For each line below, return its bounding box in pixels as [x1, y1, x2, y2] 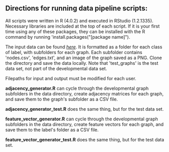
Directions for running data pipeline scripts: [5, 4, 147, 13]
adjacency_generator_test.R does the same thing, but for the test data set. [5, 106, 164, 112]
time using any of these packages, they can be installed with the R [5, 28, 145, 35]
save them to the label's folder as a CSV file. [5, 126, 99, 133]
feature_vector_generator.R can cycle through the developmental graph [5, 116, 158, 122]
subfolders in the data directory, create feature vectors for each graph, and [5, 121, 164, 127]
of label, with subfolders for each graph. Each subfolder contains [5, 49, 142, 55]
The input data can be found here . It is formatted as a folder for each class [5, 43, 162, 50]
